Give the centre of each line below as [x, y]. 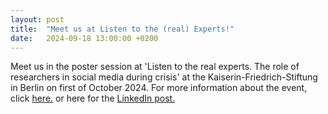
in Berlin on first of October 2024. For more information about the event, [159, 88]
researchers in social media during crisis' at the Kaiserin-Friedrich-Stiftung [164, 77]
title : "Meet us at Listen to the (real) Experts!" [122, 29]
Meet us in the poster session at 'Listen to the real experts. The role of [155, 67]
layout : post [37, 19]
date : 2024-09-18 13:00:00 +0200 [84, 38]
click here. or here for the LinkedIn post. [93, 98]
